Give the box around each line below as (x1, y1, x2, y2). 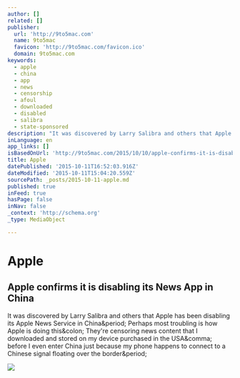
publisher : (7, 24, 40, 31)
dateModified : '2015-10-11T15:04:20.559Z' (7, 169, 136, 177)
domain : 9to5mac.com (14, 51, 75, 58)
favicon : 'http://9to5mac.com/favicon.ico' (14, 44, 145, 51)
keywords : (7, 57, 37, 64)
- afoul (14, 97, 37, 104)
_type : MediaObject (7, 216, 66, 223)
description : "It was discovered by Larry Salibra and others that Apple (7, 130, 232, 137)
